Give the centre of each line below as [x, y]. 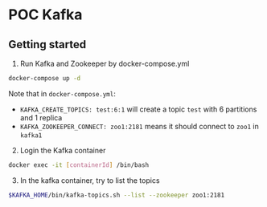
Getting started [47, 45]
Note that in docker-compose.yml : [62, 93]
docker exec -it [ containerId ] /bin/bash [79, 165]
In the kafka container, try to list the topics [90, 180]
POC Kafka [45, 15]
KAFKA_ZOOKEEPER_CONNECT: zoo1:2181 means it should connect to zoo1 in [139, 126]
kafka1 [31, 135]
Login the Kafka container [63, 150]
